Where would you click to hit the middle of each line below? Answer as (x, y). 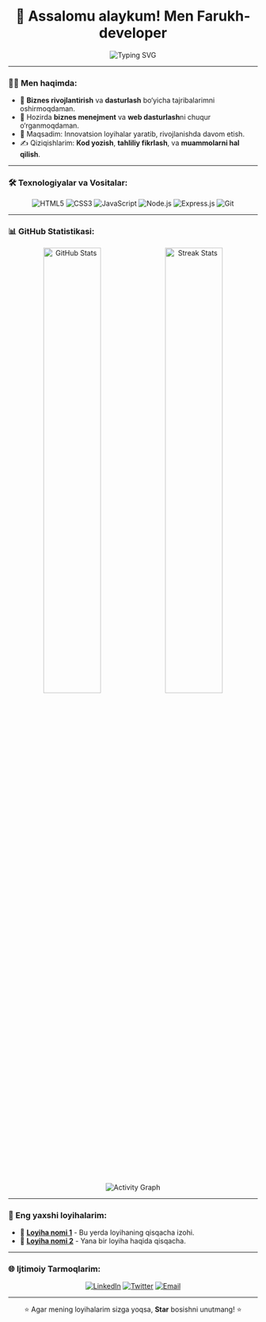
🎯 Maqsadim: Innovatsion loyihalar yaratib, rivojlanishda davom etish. (132, 134)
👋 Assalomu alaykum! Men (104, 16)
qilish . (30, 155)
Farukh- (224, 16)
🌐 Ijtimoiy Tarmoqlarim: (55, 1269)
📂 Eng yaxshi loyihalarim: (57, 1215)
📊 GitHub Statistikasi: (51, 232)
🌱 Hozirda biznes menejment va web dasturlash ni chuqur (115, 117)
